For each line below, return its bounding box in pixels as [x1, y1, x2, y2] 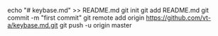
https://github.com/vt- [146, 13, 212, 22]
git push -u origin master [59, 21, 132, 29]
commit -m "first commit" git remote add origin [7, 13, 145, 22]
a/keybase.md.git [7, 21, 58, 29]
